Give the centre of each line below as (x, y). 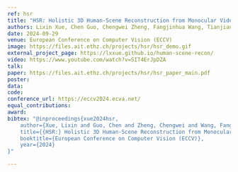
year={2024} (38, 145)
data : (15, 86)
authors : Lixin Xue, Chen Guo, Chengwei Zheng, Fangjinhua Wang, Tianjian (120, 27)
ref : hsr (20, 14)
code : (15, 92)
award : (17, 112)
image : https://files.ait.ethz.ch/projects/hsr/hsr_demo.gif (100, 47)
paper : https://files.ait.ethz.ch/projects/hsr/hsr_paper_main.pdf (109, 73)
